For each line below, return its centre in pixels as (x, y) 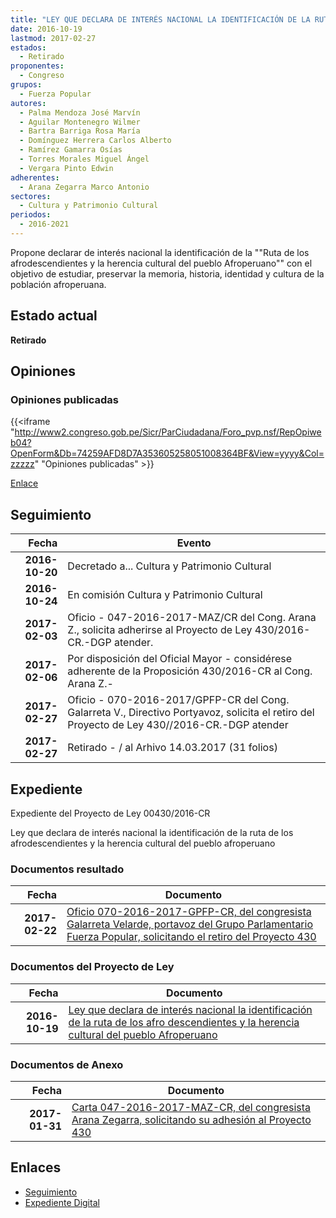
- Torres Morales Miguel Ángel (84, 159)
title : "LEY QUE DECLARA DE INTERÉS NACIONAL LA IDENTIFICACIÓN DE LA (160, 19)
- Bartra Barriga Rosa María (80, 131)
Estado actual (54, 316)
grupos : (26, 85)
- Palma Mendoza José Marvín (80, 112)
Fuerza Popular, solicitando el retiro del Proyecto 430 (191, 937)
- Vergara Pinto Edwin (66, 168)
